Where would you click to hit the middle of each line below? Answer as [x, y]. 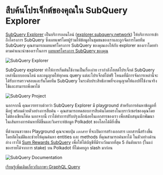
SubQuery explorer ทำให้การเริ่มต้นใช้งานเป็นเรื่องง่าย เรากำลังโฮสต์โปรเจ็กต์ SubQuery [80, 70]
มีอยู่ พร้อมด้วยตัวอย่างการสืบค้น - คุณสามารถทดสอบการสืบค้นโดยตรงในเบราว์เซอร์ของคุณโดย [80, 111]
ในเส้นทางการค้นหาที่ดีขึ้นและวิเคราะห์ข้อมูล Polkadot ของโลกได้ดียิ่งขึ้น [63, 122]
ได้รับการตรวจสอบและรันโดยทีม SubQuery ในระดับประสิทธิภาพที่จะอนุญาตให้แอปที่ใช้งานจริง [81, 80]
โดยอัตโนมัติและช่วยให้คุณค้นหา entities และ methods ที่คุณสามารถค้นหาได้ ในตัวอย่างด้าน [81, 137]
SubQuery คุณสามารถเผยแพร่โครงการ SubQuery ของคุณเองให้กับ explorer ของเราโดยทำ [82, 45]
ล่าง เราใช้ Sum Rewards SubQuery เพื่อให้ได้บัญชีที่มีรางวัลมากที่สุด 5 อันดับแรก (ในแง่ [79, 142]
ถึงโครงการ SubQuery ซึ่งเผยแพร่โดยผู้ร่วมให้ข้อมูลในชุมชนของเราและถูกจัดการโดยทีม [75, 40]
